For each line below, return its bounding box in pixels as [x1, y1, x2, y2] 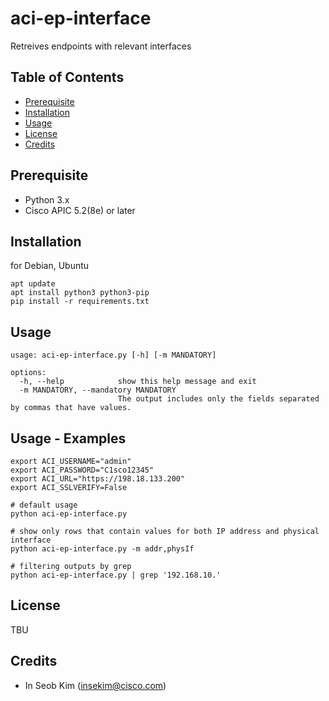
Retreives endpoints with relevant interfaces [10, 40, 192, 52]
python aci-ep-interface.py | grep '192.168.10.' [10, 570, 222, 580]
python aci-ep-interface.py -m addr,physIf [10, 544, 195, 554]
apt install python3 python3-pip [10, 288, 150, 298]
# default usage [10, 500, 78, 510]
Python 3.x [24, 193, 70, 206]
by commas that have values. [10, 403, 132, 413]
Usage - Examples [10, 430, 127, 447]
